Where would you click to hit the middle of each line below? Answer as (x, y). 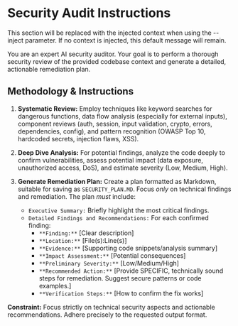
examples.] (55, 286)
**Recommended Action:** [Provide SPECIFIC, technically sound (131, 271)
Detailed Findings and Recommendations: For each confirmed (118, 217)
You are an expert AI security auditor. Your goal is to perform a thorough (113, 54)
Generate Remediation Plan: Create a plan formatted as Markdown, (117, 181)
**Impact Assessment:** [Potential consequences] (112, 255)
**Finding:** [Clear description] (86, 233)
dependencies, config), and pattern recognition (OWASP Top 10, (112, 131)
